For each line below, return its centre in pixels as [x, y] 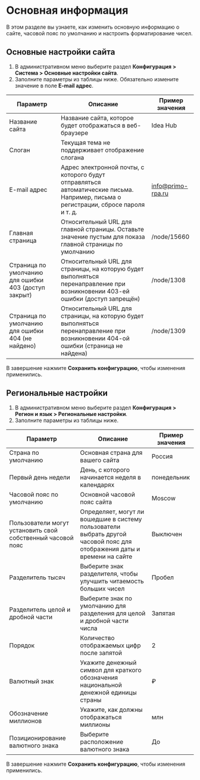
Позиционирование [37, 738]
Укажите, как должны [111, 709]
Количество [97, 638]
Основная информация [67, 10]
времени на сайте [106, 556]
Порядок [22, 645]
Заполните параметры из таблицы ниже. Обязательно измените [97, 79]
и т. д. [69, 212]
